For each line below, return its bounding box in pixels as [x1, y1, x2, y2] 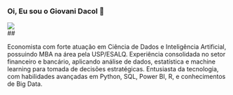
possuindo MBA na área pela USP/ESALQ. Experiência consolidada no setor [7, 50, 226, 59]
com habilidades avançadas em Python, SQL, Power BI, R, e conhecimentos [7, 73, 226, 81]
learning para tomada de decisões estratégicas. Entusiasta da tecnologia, [7, 65, 219, 73]
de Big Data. [7, 80, 43, 88]
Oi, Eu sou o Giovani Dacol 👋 [7, 6, 105, 16]
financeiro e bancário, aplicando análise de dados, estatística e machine [7, 57, 216, 66]
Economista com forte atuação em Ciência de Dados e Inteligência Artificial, [7, 43, 227, 51]
